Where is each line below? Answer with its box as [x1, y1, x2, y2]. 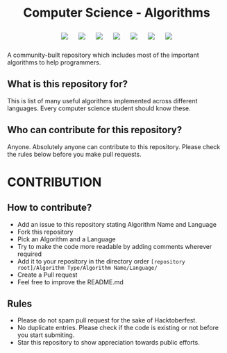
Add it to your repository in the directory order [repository [17, 257, 185, 265]
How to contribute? [7, 202, 92, 214]
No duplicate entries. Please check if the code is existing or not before [17, 324, 219, 332]
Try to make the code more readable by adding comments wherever [17, 242, 212, 250]
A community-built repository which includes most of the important [7, 51, 199, 59]
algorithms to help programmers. [7, 58, 101, 67]
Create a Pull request [17, 270, 78, 279]
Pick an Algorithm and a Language [17, 234, 116, 243]
